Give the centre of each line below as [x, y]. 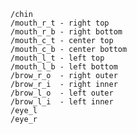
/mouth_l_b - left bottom [64, 67]
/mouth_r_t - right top [60, 23]
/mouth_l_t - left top [57, 58]
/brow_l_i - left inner [62, 102]
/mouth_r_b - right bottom [66, 32]
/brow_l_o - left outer [62, 93]
